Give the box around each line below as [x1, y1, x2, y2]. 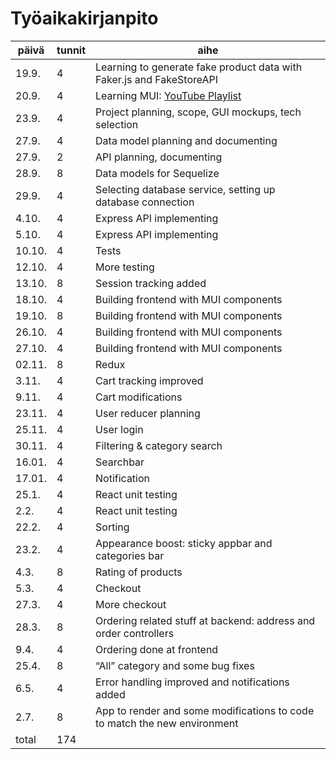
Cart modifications [95, 390, 183, 404]
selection [95, 117, 139, 131]
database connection [95, 195, 195, 209]
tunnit [56, 43, 87, 57]
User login [95, 422, 144, 436]
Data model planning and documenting [95, 133, 278, 147]
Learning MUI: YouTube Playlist [95, 88, 242, 102]
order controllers [95, 626, 175, 640]
